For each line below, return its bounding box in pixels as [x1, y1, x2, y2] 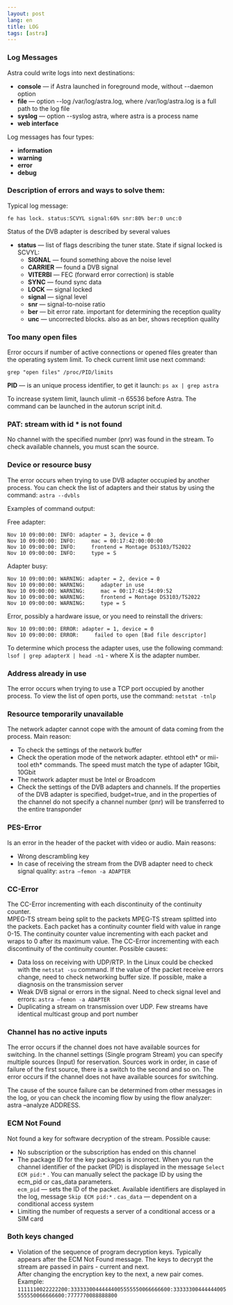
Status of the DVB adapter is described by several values [7, 227, 170, 236]
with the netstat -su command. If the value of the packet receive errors [17, 965, 224, 973]
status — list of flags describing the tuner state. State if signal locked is [17, 241, 223, 249]
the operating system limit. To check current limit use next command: [7, 356, 206, 364]
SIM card [17, 1214, 44, 1223]
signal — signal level [27, 292, 88, 300]
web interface [17, 119, 59, 128]
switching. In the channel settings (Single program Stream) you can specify [7, 1051, 223, 1059]
